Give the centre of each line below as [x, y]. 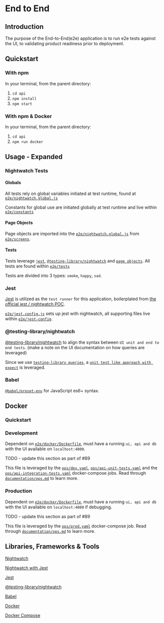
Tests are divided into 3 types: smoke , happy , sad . [53, 275]
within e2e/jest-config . [29, 319]
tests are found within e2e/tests [37, 266]
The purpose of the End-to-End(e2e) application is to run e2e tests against [80, 38]
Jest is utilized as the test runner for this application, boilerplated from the [81, 299]
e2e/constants [20, 212]
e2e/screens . [18, 239]
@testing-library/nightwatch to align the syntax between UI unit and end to [82, 342]
